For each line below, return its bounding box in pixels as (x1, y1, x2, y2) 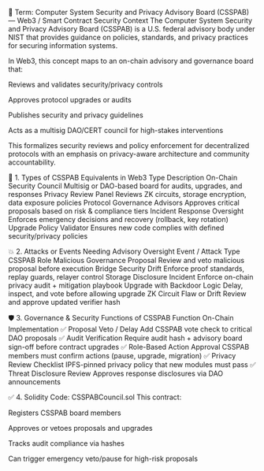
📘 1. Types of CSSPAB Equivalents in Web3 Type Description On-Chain (8, 173, 238, 182)
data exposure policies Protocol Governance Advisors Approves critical (8, 198, 240, 207)
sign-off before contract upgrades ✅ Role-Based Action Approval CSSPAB (8, 343, 250, 351)
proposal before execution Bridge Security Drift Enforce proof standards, (8, 264, 245, 273)
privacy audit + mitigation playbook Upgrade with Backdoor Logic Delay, (8, 280, 244, 290)
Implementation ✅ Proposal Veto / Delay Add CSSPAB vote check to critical (8, 325, 252, 334)
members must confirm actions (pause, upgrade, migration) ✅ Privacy (8, 351, 236, 360)
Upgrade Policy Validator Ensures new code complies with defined (8, 223, 225, 232)
